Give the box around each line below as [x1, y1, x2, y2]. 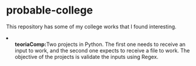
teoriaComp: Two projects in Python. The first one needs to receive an [14, 41, 186, 48]
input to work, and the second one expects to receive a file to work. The [14, 47, 190, 54]
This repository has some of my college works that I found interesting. [6, 23, 177, 30]
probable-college [6, 4, 93, 17]
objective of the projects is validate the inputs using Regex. [14, 53, 159, 60]
